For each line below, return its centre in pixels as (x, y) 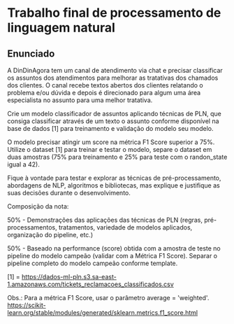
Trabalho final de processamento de (114, 13)
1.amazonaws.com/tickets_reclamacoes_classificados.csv (91, 284)
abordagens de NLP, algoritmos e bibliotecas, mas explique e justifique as (114, 185)
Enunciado (31, 54)
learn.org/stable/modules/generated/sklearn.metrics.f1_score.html (102, 312)
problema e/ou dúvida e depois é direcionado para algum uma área (104, 93)
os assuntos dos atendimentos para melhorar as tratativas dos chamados (113, 78)
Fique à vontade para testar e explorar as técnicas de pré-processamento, (114, 178)
